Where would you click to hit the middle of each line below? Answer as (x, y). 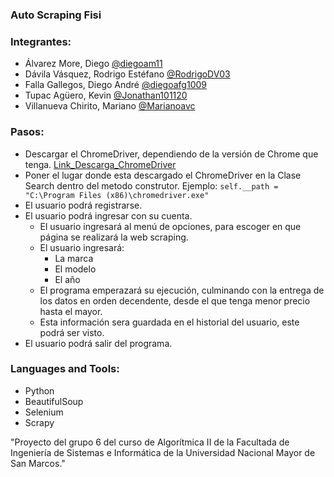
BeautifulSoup (54, 401)
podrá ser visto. (72, 332)
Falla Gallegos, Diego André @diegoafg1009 (115, 85)
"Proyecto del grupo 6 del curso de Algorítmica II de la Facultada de (150, 442)
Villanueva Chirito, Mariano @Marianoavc (110, 106)
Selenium (44, 412)
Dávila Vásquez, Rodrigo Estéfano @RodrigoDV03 (127, 74)
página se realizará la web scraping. (114, 237)
